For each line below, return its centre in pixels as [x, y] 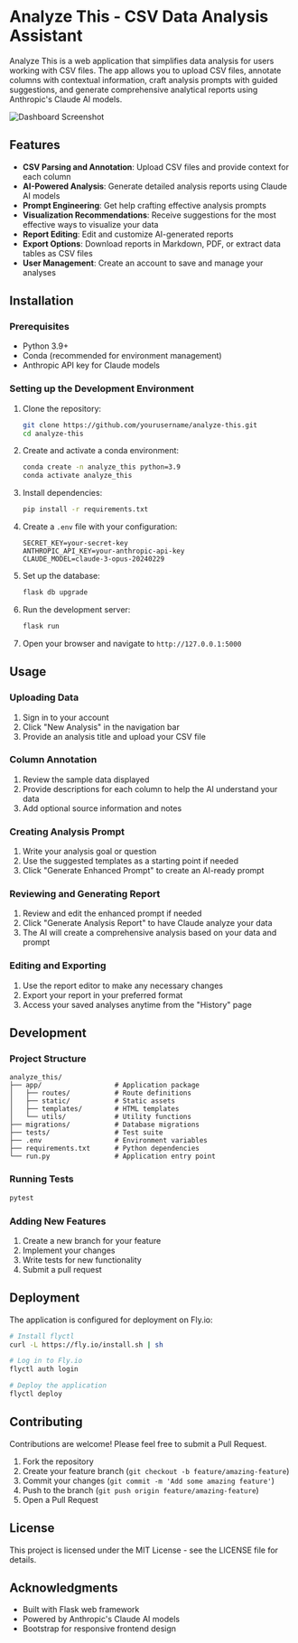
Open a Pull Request [61, 1499]
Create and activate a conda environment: [100, 451]
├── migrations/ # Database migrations [105, 1125]
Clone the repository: [62, 408]
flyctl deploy [36, 1394]
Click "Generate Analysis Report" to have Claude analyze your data [147, 923]
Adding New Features [58, 1221]
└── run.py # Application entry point [113, 1157]
